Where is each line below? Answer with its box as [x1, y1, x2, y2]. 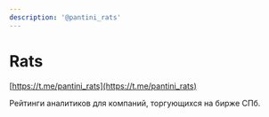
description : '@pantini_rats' [9, 12, 122, 22]
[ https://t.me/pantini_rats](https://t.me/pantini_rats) [9, 81, 198, 91]
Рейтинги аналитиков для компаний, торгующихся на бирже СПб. [9, 97, 261, 108]
